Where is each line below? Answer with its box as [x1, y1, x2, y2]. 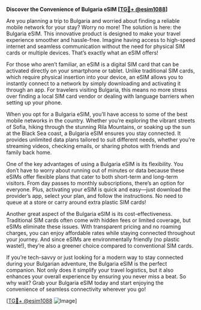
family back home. [6, 149, 52, 156]
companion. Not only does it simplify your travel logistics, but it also [6, 267, 174, 273]
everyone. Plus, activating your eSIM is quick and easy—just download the [6, 186, 191, 193]
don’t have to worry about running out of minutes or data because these [6, 167, 185, 174]
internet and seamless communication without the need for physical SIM [6, 43, 185, 50]
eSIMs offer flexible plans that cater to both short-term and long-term [6, 173, 178, 180]
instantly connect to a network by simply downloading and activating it [6, 80, 181, 87]
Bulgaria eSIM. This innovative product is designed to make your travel [6, 30, 181, 37]
